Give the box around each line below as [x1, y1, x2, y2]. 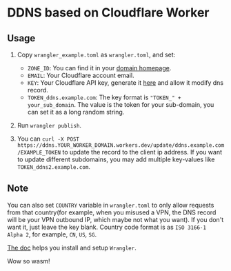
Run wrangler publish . [17, 121, 81, 129]
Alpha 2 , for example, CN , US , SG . [7, 230, 97, 239]
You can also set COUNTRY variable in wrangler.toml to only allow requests [7, 201, 214, 209]
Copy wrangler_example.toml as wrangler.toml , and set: [17, 50, 176, 59]
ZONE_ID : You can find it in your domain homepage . [27, 64, 172, 72]
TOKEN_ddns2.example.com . [17, 163, 91, 170]
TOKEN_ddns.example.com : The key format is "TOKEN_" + [27, 93, 181, 101]
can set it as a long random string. [27, 108, 125, 116]
